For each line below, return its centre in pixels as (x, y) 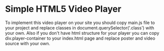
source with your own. (28, 43)
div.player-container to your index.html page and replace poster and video (80, 38)
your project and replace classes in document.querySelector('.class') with (80, 27)
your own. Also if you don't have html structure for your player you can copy (82, 33)
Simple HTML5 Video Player (63, 9)
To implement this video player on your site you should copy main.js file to (80, 23)
